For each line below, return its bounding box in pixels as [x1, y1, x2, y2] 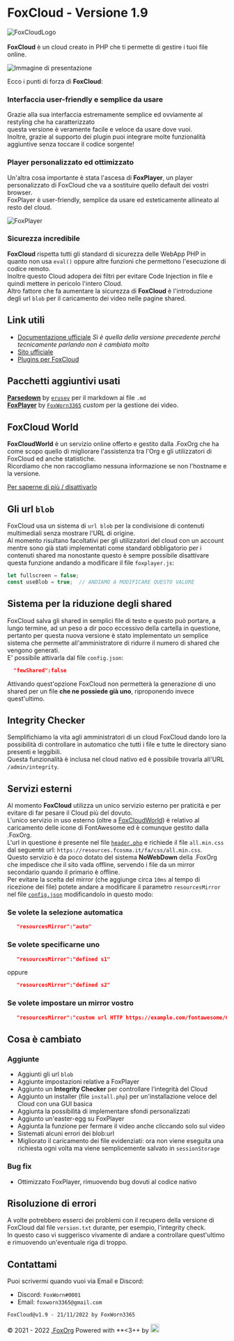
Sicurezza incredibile [7, 233, 80, 243]
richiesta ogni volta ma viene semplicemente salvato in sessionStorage [17, 1144, 221, 1153]
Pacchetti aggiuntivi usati [7, 375, 120, 388]
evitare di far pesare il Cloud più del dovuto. [7, 809, 133, 817]
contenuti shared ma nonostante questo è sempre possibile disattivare [7, 551, 210, 560]
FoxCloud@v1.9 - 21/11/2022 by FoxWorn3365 [7, 1312, 136, 1319]
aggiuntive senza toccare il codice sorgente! [7, 140, 134, 148]
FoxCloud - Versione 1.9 [7, 5, 148, 21]
